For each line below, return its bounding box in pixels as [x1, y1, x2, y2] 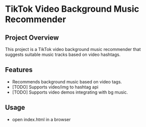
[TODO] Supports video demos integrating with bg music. [12, 89, 128, 95]
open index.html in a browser [12, 116, 71, 122]
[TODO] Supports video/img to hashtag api [12, 84, 99, 90]
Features [5, 66, 33, 74]
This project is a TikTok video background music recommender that [5, 47, 141, 52]
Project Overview [5, 33, 59, 42]
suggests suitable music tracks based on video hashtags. [5, 51, 121, 57]
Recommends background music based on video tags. [12, 78, 122, 84]
